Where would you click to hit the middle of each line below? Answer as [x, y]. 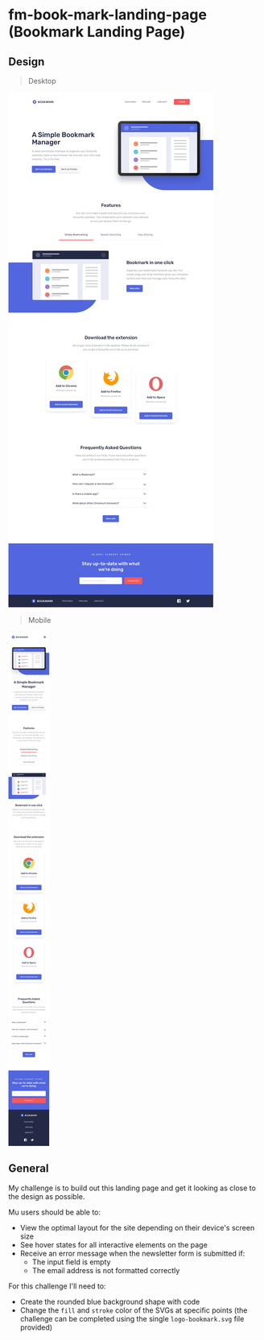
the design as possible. [47, 1196]
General [29, 1169]
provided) [36, 1327]
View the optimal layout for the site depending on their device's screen [137, 1227]
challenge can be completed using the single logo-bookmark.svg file [132, 1318]
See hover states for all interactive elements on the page [113, 1244]
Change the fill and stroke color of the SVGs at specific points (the [134, 1310]
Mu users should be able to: [54, 1212]
